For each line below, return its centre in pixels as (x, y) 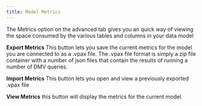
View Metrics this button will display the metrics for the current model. (95, 96)
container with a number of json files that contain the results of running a (97, 60)
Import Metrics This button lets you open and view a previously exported (98, 78)
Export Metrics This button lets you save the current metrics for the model (99, 47)
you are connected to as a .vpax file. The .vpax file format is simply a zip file (101, 54)
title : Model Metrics (34, 12)
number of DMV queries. (37, 67)
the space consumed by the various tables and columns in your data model (100, 35)
